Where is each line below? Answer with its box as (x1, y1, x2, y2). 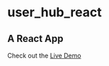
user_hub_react (7, 4, 102, 21)
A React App (7, 33, 64, 45)
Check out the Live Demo (7, 51, 81, 60)
